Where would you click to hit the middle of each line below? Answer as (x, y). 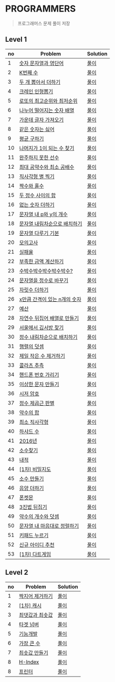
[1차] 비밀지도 (35, 469)
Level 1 (16, 40)
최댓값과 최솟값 (36, 615)
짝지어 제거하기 (36, 596)
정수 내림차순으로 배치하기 (48, 337)
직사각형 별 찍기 (37, 176)
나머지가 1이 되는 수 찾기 (47, 148)
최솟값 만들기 (34, 653)
